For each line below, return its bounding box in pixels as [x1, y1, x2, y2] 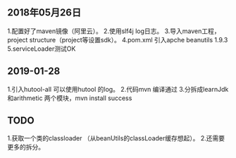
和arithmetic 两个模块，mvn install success [7, 94, 132, 102]
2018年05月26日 [7, 6, 82, 19]
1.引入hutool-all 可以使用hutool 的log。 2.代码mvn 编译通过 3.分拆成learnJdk [7, 85, 229, 93]
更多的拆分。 [7, 143, 44, 152]
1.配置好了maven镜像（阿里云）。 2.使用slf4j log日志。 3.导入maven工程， [7, 27, 221, 35]
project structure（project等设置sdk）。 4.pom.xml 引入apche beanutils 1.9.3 [7, 35, 228, 44]
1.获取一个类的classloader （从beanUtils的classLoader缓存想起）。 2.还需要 [7, 134, 225, 142]
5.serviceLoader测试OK [7, 44, 76, 53]
